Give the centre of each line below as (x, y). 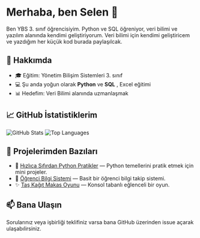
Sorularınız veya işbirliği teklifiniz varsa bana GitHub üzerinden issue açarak (100, 222)
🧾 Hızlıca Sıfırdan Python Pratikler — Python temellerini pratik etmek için (104, 166)
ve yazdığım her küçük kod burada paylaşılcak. (64, 41)
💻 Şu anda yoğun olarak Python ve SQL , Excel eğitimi (83, 84)
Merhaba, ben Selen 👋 (62, 12)
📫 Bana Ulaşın (34, 205)
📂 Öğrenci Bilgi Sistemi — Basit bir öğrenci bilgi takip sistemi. (90, 179)
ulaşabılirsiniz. (24, 229)
